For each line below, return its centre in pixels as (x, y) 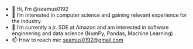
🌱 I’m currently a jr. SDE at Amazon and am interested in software (90, 27)
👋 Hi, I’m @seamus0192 (40, 9)
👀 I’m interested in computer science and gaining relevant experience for (99, 15)
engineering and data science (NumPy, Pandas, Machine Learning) (92, 33)
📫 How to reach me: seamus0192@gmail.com (68, 40)
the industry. (27, 21)
